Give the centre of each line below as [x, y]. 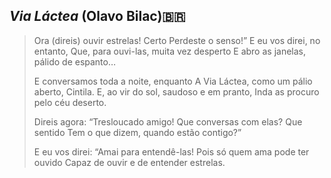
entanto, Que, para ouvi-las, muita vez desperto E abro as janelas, [169, 51]
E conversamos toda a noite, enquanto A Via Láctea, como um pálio [173, 81]
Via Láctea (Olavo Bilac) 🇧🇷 [97, 16]
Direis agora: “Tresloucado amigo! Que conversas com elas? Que [168, 121]
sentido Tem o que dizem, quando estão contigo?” [137, 132]
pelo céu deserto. [70, 102]
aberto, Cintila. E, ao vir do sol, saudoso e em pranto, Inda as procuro [176, 91]
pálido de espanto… [75, 61]
